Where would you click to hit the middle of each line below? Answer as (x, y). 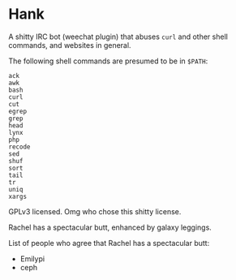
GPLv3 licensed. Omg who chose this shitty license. (95, 211)
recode (19, 147)
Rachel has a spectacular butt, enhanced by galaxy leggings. (110, 227)
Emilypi (32, 258)
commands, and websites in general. (70, 45)
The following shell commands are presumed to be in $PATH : (108, 61)
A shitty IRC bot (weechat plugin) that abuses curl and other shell (118, 37)
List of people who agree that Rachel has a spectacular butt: (109, 243)
